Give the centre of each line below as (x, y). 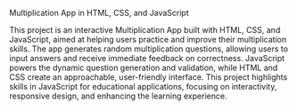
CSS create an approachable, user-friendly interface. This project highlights (148, 77)
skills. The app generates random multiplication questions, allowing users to (148, 49)
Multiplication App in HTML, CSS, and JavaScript (99, 13)
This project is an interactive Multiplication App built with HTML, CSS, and (145, 30)
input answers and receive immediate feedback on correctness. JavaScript (147, 58)
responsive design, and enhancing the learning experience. (118, 96)
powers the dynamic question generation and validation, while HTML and (144, 67)
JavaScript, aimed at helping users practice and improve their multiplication (148, 39)
